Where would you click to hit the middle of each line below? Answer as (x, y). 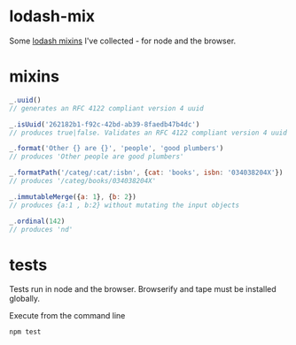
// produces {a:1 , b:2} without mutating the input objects (125, 205)
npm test (25, 332)
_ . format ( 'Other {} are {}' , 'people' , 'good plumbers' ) (117, 149)
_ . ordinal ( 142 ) (37, 221)
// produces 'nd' (41, 229)
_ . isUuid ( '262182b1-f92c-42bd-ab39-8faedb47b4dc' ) (105, 124)
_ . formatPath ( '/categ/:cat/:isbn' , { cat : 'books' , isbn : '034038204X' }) (146, 173)
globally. (25, 299)
